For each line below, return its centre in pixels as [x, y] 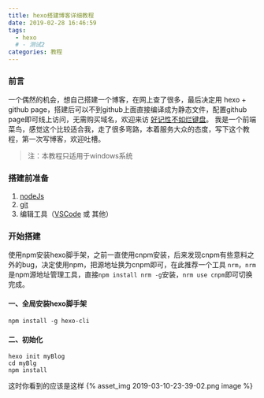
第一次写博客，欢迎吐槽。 [63, 139]
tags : [17, 30]
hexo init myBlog [37, 357]
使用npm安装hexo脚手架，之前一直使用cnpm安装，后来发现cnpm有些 [121, 255]
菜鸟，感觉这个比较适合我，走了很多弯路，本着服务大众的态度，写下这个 [125, 129]
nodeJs [32, 196]
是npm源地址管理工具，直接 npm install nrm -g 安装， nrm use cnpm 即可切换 [130, 274]
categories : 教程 [35, 52]
